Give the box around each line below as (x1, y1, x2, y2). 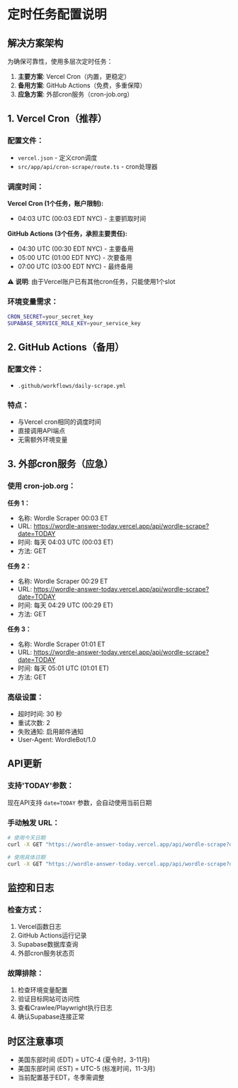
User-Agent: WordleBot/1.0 (17, 736, 96, 744)
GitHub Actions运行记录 (17, 931, 87, 940)
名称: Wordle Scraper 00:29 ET (17, 577, 108, 585)
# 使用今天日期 (7, 834, 46, 842)
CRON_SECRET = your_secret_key (7, 313, 93, 320)
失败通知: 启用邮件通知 (17, 727, 84, 736)
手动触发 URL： (7, 817, 60, 827)
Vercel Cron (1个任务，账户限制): (7, 199, 104, 207)
